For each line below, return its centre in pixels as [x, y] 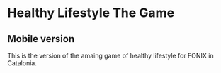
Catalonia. [22, 63]
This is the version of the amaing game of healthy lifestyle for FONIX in [110, 55]
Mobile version [41, 39]
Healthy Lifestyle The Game [91, 13]
